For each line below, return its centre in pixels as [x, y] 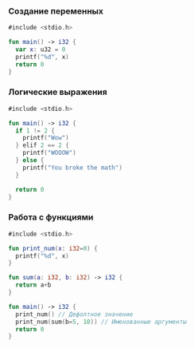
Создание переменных [56, 11]
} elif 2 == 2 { [42, 145]
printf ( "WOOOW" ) [50, 153]
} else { [30, 160]
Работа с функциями [51, 217]
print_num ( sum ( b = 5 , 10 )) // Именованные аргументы [101, 322]
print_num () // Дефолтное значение [74, 314]
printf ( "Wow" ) [46, 138]
